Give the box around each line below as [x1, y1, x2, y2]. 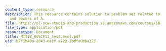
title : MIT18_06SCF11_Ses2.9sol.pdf [5, 34, 81, 39]
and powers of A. [9, 16, 45, 21]
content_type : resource [5, 7, 54, 12]
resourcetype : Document [5, 30, 54, 34]
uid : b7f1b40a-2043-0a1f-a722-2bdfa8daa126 [5, 39, 96, 44]
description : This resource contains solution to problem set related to [5, 12, 161, 17]
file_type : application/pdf [5, 25, 63, 30]
